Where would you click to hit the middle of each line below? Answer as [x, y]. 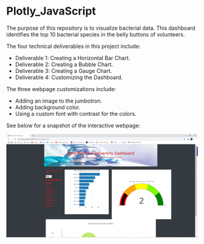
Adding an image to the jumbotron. [59, 101]
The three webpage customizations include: [61, 89]
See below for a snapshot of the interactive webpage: [73, 125]
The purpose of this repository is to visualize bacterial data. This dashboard [101, 28]
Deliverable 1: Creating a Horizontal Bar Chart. [73, 58]
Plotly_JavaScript [51, 11]
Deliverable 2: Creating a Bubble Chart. [64, 64]
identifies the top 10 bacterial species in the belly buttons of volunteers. [96, 34]
